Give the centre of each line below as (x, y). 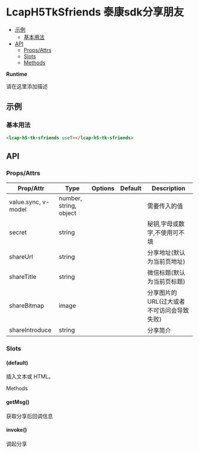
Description (168, 188)
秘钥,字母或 (163, 224)
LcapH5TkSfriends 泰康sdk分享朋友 (95, 12)
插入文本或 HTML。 (30, 377)
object (68, 213)
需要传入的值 (165, 206)
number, (70, 198)
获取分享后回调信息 (30, 416)
